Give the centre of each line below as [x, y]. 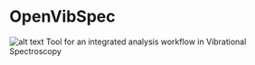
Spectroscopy [35, 51]
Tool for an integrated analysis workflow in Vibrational [146, 42]
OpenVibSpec [62, 17]
